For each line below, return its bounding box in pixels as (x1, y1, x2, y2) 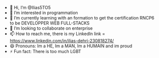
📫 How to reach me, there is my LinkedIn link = (9, 31, 105, 37)
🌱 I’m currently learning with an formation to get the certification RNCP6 (9, 15, 155, 20)
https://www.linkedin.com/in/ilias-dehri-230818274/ (9, 38, 114, 43)
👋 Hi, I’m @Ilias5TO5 (9, 5, 51, 10)
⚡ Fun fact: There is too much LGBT (9, 49, 81, 54)
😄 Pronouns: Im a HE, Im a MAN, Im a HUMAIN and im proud (9, 43, 133, 49)
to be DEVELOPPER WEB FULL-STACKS (9, 20, 90, 26)
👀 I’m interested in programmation (9, 10, 78, 16)
